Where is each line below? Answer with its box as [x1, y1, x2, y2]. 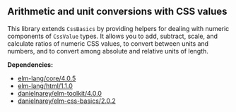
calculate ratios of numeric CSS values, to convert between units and [7, 39, 209, 48]
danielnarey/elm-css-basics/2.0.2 [17, 97, 117, 105]
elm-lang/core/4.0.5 [17, 74, 76, 82]
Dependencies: [7, 60, 54, 69]
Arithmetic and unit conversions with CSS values [7, 6, 228, 18]
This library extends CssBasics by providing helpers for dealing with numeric [7, 24, 230, 32]
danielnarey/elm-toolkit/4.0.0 [17, 89, 102, 97]
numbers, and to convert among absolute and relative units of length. [7, 46, 208, 55]
